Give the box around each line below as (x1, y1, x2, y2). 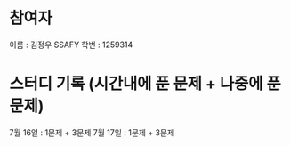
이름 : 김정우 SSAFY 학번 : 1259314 (9, 39, 133, 50)
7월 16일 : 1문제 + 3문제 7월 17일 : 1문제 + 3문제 (9, 126, 175, 138)
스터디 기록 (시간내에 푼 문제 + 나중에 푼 (9, 74, 282, 94)
